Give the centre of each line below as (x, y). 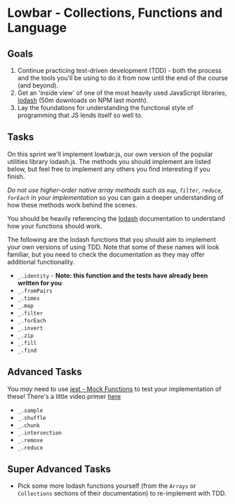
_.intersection (40, 433)
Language (37, 28)
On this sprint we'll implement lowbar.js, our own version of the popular (110, 154)
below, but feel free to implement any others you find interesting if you (109, 169)
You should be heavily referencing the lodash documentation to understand (116, 218)
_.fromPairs (35, 291)
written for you (39, 282)
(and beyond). (38, 85)
